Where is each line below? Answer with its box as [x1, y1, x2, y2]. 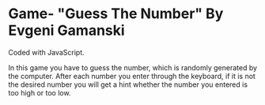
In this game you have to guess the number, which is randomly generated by [8, 62, 258, 72]
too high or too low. [8, 88, 71, 97]
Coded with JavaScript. [8, 47, 85, 57]
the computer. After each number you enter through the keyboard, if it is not [8, 71, 256, 81]
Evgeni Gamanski [8, 21, 125, 39]
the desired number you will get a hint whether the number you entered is [8, 80, 248, 89]
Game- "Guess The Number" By [8, 5, 224, 23]
